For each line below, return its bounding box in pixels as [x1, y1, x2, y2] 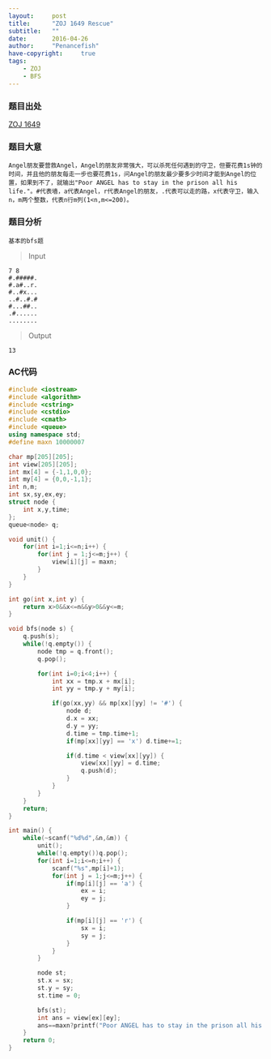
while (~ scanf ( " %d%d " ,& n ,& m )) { [23, 834, 129, 842]
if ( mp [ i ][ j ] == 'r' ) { [66, 917, 143, 925]
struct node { [8, 498, 57, 507]
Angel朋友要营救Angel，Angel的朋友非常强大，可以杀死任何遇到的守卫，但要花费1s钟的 [8, 161, 263, 170]
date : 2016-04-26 [8, 34, 89, 43]
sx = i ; [80, 924, 107, 933]
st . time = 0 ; [37, 991, 82, 1000]
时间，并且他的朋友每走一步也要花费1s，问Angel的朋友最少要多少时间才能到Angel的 [8, 170, 251, 178]
